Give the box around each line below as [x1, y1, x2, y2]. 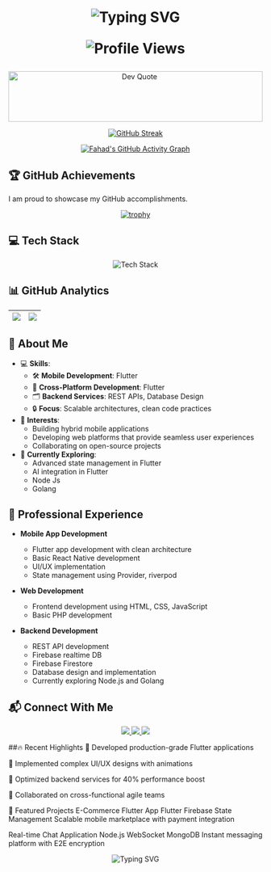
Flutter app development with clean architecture [31, 545, 192, 554]
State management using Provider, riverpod [31, 571, 177, 580]
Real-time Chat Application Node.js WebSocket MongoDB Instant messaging [8, 830, 263, 840]
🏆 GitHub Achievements [8, 168, 135, 182]
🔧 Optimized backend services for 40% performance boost [8, 774, 206, 784]
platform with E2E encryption [8, 839, 105, 849]
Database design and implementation [31, 668, 156, 677]
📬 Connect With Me [8, 700, 114, 714]
